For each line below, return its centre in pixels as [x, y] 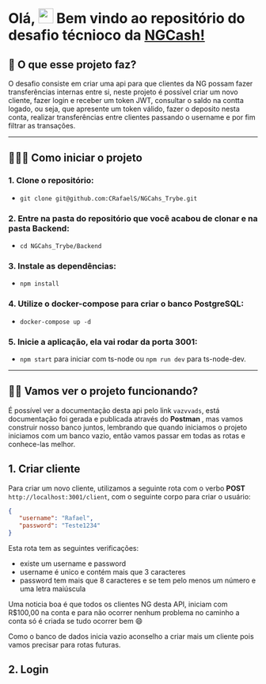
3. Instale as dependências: [62, 266]
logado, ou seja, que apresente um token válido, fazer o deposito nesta [124, 109]
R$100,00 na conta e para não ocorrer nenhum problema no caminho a [124, 613]
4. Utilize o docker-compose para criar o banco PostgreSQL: [126, 304]
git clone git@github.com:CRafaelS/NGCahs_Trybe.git [108, 198]
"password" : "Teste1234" [60, 526]
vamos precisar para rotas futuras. [65, 645]
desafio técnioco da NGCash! [107, 35]
